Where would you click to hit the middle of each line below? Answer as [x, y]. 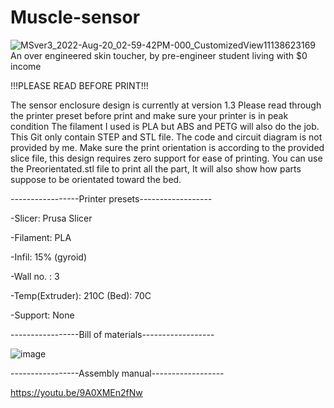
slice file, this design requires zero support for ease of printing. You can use [166, 158]
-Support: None [42, 315]
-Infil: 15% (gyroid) [48, 257]
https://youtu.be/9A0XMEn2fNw [76, 392]
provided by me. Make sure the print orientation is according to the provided [167, 147]
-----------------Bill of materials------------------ [112, 334]
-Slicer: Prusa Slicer [51, 218]
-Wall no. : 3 [35, 276]
